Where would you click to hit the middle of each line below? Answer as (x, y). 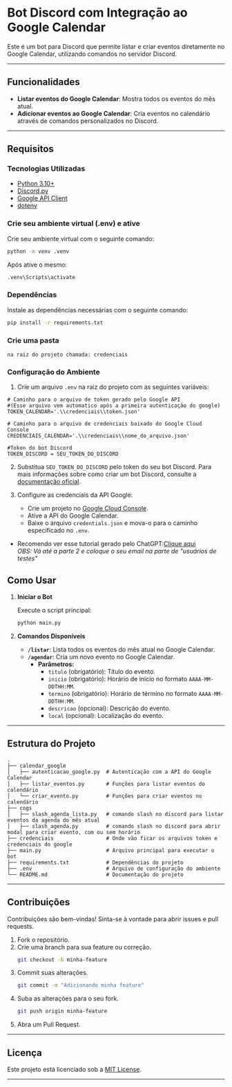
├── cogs (20, 808)
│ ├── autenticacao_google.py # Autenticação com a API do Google (109, 772)
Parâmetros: (56, 664)
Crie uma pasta (33, 340)
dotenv (27, 206)
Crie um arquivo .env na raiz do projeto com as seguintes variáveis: (113, 387)
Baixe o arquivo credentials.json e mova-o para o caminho (113, 523)
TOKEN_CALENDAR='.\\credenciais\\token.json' (74, 412)
